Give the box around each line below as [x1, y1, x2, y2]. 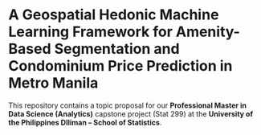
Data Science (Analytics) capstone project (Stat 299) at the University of [8, 108, 253, 118]
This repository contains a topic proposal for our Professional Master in [8, 100, 247, 110]
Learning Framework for [8, 22, 173, 41]
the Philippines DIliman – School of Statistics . [8, 117, 162, 127]
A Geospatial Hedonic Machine [8, 6, 219, 24]
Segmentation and [54, 40, 180, 58]
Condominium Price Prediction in [8, 57, 233, 76]
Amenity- [175, 22, 241, 41]
